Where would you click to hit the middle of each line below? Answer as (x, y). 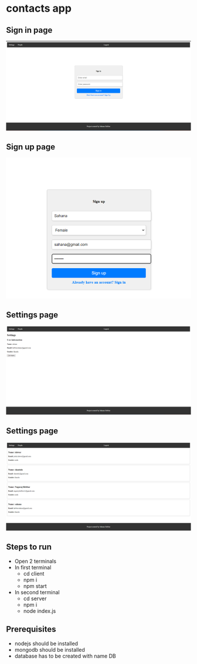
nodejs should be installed (46, 644)
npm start (35, 586)
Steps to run (29, 547)
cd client (34, 573)
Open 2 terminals (35, 561)
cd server (35, 598)
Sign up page (31, 147)
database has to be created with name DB (65, 656)
